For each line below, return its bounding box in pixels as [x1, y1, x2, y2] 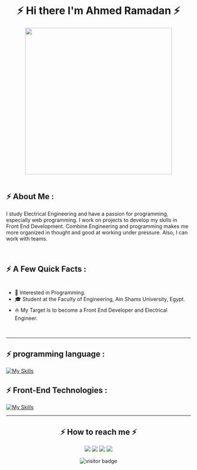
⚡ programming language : [6, 349, 106, 359]
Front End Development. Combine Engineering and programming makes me [6, 223, 189, 230]
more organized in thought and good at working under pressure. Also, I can [6, 229, 188, 236]
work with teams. [6, 235, 48, 242]
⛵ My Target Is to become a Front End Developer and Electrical [14, 306, 168, 314]
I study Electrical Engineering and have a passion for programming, [6, 210, 169, 217]
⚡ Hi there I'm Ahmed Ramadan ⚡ [16, 4, 181, 18]
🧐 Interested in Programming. [14, 289, 86, 296]
